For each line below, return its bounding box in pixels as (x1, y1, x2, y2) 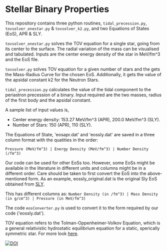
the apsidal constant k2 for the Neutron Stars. (5, 77, 99, 83)
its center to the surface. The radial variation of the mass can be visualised (5, 46, 159, 52)
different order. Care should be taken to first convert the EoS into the (5, 170, 146, 176)
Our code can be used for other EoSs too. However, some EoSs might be (5, 159, 155, 166)
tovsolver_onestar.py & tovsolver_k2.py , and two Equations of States (5, 25, 149, 31)
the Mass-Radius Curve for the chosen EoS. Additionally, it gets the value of (5, 71, 161, 77)
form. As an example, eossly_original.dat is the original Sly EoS (28, 175, 157, 181)
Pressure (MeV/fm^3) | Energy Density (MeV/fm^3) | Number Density (5, 146, 149, 151)
